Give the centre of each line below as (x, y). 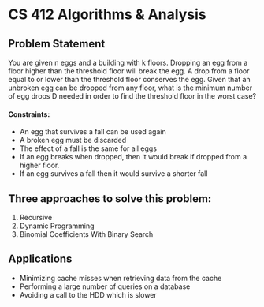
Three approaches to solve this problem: (110, 198)
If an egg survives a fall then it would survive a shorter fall (113, 174)
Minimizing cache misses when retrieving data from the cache (121, 278)
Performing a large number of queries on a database (105, 286)
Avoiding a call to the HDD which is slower (88, 294)
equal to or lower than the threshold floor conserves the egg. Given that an (129, 79)
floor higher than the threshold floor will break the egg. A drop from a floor (129, 71)
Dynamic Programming (57, 226)
